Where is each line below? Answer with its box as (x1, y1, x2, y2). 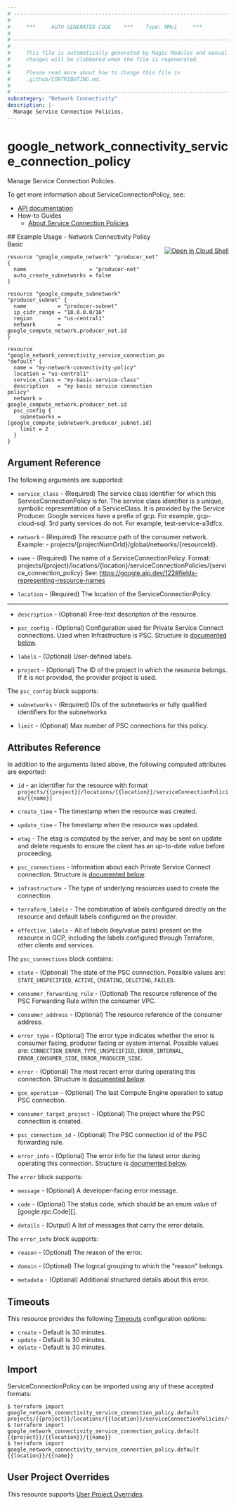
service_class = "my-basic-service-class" (13, 376, 140, 383)
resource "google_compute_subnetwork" (7, 290, 121, 297)
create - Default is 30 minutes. (17, 1328, 107, 1336)
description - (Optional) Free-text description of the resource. (17, 610, 198, 618)
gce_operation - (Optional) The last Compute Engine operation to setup (17, 1089, 223, 1097)
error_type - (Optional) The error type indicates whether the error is (17, 1032, 215, 1040)
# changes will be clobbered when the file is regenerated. (7, 56, 199, 63)
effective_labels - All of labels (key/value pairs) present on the (17, 926, 202, 935)
